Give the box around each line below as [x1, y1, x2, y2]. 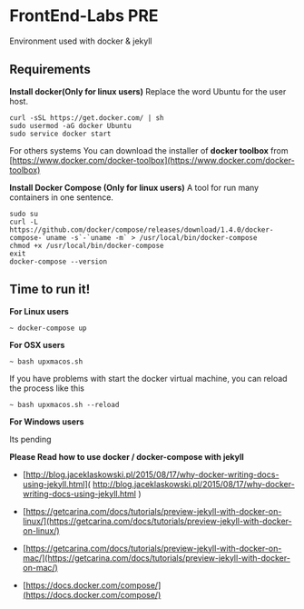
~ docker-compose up [9, 324, 88, 333]
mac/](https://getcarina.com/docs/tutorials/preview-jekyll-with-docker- [22, 552, 290, 564]
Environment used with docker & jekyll [9, 35, 152, 46]
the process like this [9, 383, 84, 394]
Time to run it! [9, 282, 91, 297]
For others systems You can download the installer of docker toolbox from [9, 145, 289, 155]
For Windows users [9, 415, 84, 427]
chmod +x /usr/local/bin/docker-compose [9, 241, 165, 250]
